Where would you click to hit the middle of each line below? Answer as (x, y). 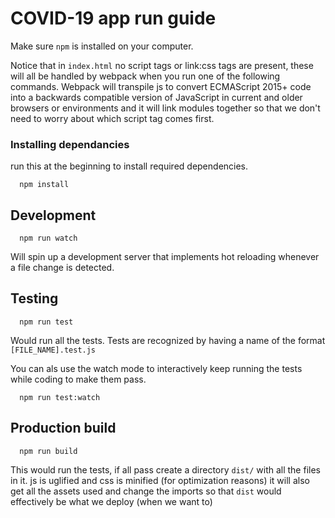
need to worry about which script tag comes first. (112, 118)
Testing (34, 298)
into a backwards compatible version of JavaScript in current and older (156, 97)
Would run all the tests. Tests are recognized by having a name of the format (168, 340)
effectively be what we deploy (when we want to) (111, 501)
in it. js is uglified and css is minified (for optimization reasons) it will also (160, 480)
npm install (44, 185)
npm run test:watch (60, 397)
